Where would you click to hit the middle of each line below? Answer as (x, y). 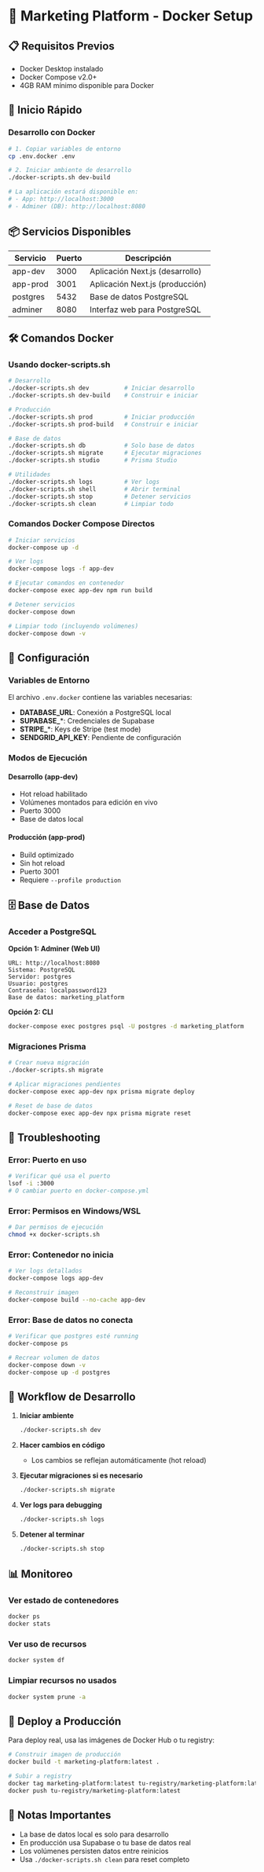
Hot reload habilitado (53, 794)
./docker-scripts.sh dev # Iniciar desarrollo (101, 388)
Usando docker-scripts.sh (59, 365)
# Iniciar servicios (42, 540)
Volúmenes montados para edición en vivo (89, 802)
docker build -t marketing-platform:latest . (84, 1762)
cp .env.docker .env (42, 156)
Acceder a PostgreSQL (52, 932)
